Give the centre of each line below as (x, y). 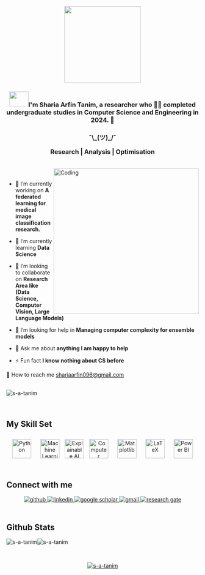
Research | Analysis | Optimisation (103, 152)
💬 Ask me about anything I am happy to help (72, 348)
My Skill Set (29, 424)
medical (26, 209)
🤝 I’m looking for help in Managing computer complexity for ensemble (105, 329)
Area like (27, 285)
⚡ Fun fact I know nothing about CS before (70, 360)
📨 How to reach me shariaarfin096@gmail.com (65, 374)
